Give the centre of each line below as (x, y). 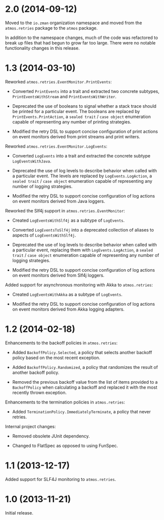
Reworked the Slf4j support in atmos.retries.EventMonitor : (65, 210)
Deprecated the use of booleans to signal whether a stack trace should (84, 106)
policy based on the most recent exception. (56, 358)
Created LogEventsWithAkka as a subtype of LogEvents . (67, 294)
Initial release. (19, 513)
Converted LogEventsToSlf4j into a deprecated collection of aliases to (83, 230)
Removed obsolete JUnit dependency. (51, 436)
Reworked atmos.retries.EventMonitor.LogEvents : (56, 146)
